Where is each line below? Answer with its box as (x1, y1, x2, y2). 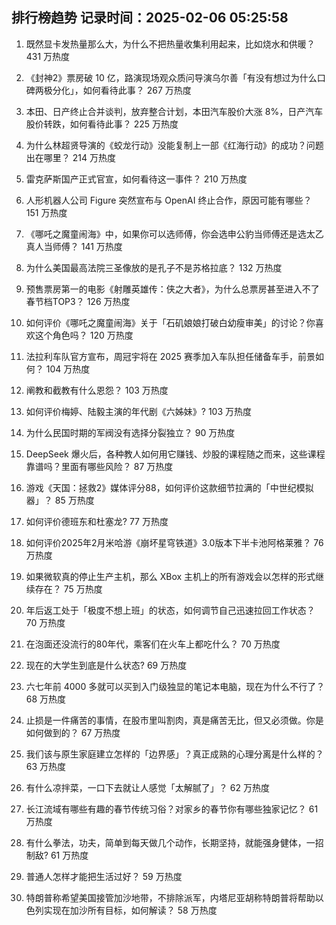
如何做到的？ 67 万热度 (25, 726, 121, 738)
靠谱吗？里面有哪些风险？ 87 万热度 (25, 460, 174, 472)
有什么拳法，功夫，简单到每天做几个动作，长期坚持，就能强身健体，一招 (25, 836, 324, 848)
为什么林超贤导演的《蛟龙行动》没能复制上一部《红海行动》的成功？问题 (25, 139, 324, 151)
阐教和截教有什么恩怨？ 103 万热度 (25, 384, 169, 396)
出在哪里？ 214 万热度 (25, 151, 116, 163)
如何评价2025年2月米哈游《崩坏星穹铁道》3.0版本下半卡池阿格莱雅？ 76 (25, 536, 324, 548)
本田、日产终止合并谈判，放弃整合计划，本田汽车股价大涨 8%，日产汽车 (25, 105, 324, 117)
